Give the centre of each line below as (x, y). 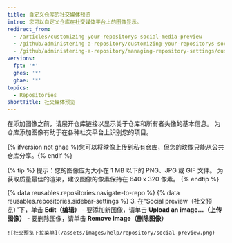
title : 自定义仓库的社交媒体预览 (49, 15)
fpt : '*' (26, 66)
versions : (21, 59)
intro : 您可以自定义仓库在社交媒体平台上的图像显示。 (75, 22)
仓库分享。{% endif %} (40, 156)
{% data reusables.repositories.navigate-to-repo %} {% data (94, 193)
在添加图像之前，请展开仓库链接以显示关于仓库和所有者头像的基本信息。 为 (114, 124)
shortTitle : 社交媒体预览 (41, 102)
